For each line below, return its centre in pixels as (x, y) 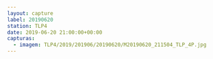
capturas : (21, 39)
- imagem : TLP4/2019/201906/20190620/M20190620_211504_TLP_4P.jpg (110, 45)
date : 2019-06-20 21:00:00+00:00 (55, 32)
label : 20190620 (30, 20)
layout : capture (30, 13)
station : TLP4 (27, 26)
